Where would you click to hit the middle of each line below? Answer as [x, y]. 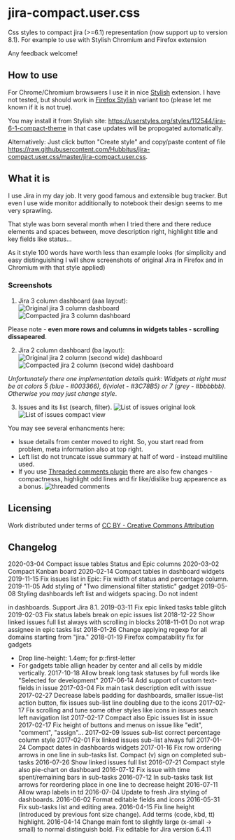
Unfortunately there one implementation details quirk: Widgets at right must [117, 378]
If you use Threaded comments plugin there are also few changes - [115, 471]
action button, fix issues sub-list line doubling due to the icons [108, 703]
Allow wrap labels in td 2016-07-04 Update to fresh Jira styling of [113, 792]
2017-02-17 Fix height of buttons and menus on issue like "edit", [111, 725]
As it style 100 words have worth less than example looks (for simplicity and [117, 252]
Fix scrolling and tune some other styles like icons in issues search [122, 710]
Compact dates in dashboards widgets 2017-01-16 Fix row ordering [124, 748]
